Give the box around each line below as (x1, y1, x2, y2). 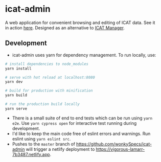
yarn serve (5, 106, 27, 111)
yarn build (5, 93, 27, 98)
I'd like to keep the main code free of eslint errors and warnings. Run (12, 131, 151, 137)
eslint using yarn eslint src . (12, 136, 71, 141)
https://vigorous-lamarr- (95, 146, 145, 152)
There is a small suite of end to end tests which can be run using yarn (12, 115, 153, 121)
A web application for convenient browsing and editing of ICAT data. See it (5, 20, 156, 25)
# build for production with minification (5, 88, 93, 93)
